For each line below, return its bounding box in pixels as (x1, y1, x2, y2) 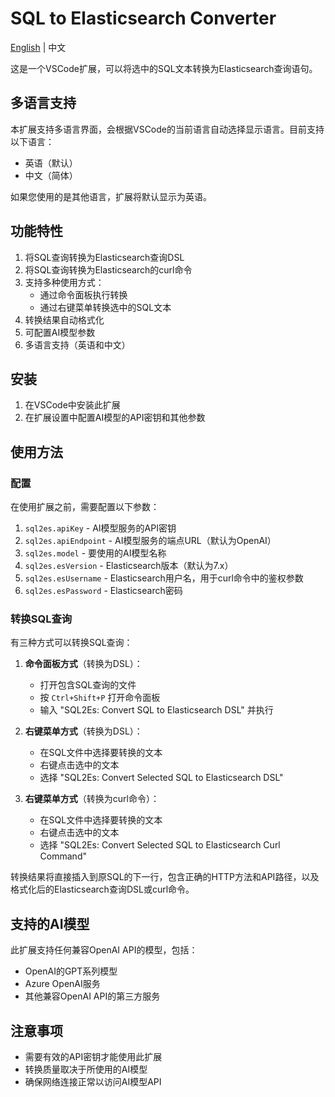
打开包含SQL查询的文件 (39, 679, 137, 691)
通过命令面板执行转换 (39, 288, 128, 301)
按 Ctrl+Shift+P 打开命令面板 (39, 692, 161, 704)
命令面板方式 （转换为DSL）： (24, 658, 143, 670)
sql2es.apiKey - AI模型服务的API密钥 (24, 522, 177, 534)
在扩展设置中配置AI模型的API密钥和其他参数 (24, 412, 206, 424)
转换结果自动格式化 (24, 313, 105, 326)
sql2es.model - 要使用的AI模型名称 (24, 547, 167, 559)
